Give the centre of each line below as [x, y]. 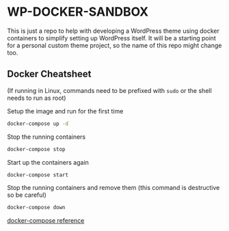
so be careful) [27, 195]
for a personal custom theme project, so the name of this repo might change [114, 45]
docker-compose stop [37, 149]
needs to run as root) [37, 98]
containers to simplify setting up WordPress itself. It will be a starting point [112, 38]
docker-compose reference [46, 221]
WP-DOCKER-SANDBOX [78, 12]
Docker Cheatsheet [49, 74]
